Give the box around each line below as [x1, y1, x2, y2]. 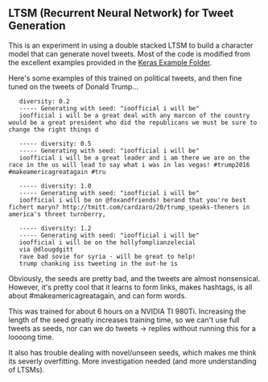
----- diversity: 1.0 [19, 181, 92, 190]
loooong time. [8, 332, 55, 342]
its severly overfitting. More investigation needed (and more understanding [8, 356, 257, 366]
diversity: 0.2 [19, 97, 70, 106]
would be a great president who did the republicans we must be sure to [8, 118, 258, 127]
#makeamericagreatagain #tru [8, 168, 106, 176]
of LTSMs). [8, 364, 45, 374]
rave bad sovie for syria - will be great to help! [19, 252, 196, 260]
